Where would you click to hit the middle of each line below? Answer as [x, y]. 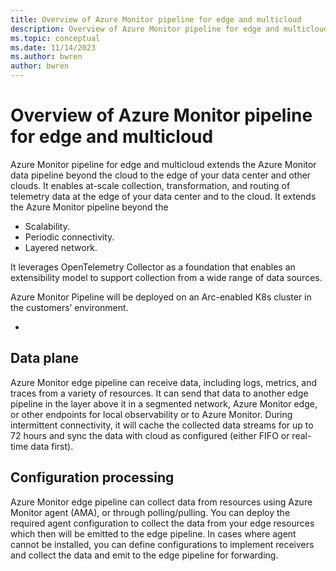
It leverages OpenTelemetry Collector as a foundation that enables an [153, 267]
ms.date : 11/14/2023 [53, 47]
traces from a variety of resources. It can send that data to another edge [159, 393]
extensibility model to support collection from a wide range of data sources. [166, 277]
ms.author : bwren [46, 57]
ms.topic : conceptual [55, 38]
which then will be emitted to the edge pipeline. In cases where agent [153, 533]
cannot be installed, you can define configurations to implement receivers [162, 544]
